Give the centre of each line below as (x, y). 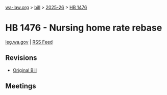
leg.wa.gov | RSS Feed (29, 42)
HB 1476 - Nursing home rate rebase (84, 28)
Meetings (21, 86)
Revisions (21, 58)
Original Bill (25, 70)
